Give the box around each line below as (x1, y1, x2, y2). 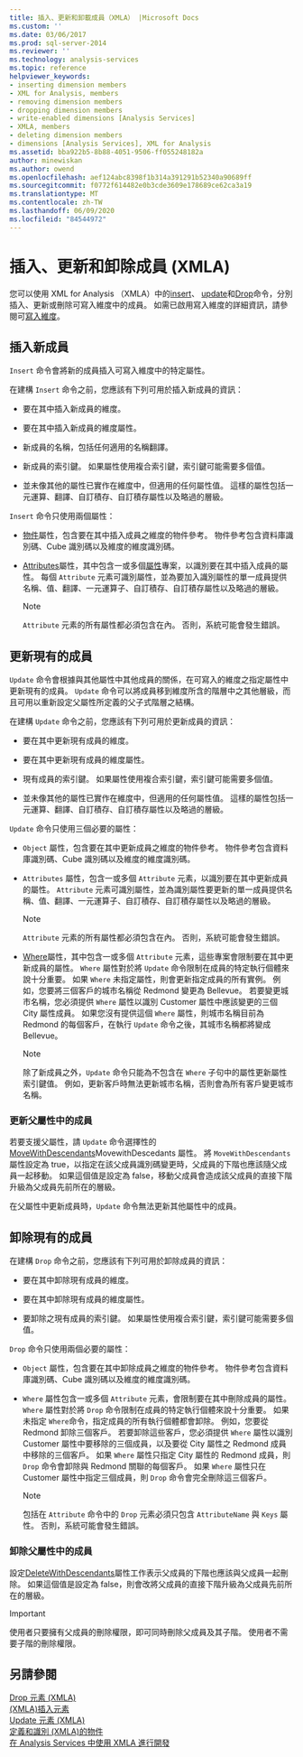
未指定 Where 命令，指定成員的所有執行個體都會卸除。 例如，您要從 (22, 1416, 269, 1427)
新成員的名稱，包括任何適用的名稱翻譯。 (22, 442, 173, 452)
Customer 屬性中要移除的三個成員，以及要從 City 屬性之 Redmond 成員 (22, 1438, 287, 1449)
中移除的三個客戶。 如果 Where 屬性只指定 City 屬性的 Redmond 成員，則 (22, 1450, 291, 1461)
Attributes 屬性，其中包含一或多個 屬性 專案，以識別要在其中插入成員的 (22, 561, 280, 572)
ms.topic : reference (9, 64, 87, 73)
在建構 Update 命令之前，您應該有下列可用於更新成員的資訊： (9, 716, 236, 727)
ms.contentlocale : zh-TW (9, 198, 103, 208)
